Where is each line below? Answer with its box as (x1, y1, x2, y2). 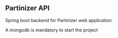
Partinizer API (5, 4, 50, 12)
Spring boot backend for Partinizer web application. (5, 17, 113, 23)
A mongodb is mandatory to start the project (5, 27, 98, 33)
